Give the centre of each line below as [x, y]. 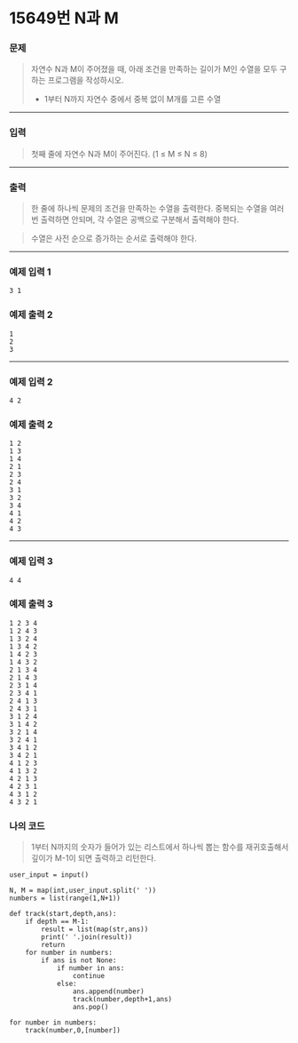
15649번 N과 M [64, 18]
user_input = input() [49, 875]
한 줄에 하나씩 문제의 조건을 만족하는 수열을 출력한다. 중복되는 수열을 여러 [157, 209]
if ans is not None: [79, 960]
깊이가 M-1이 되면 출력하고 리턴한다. [94, 858]
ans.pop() [90, 1007]
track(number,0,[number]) [73, 1031]
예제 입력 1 [30, 272]
